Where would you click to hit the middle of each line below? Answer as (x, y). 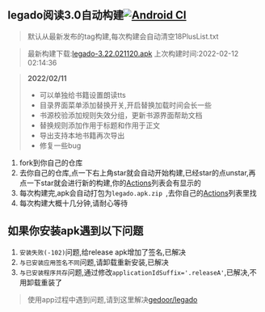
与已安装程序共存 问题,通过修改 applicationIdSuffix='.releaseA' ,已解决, (134, 272)
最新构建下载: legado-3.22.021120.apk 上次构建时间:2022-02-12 (133, 53)
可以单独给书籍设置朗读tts (83, 95)
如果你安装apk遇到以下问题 (76, 231)
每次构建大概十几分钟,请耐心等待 (74, 203)
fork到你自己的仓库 (51, 162)
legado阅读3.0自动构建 (66, 15)
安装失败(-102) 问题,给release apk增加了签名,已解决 (103, 252)
